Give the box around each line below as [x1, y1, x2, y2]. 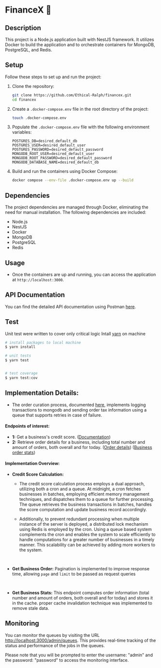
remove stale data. [12, 605, 49, 611]
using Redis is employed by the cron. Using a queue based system [19, 527, 152, 532]
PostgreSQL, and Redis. [5, 47, 52, 52]
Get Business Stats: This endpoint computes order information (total [12, 590, 149, 596]
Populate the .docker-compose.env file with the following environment [12, 124, 150, 130]
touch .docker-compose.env [12, 115, 67, 120]
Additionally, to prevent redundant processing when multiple [19, 516, 140, 522]
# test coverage [5, 371, 38, 376]
